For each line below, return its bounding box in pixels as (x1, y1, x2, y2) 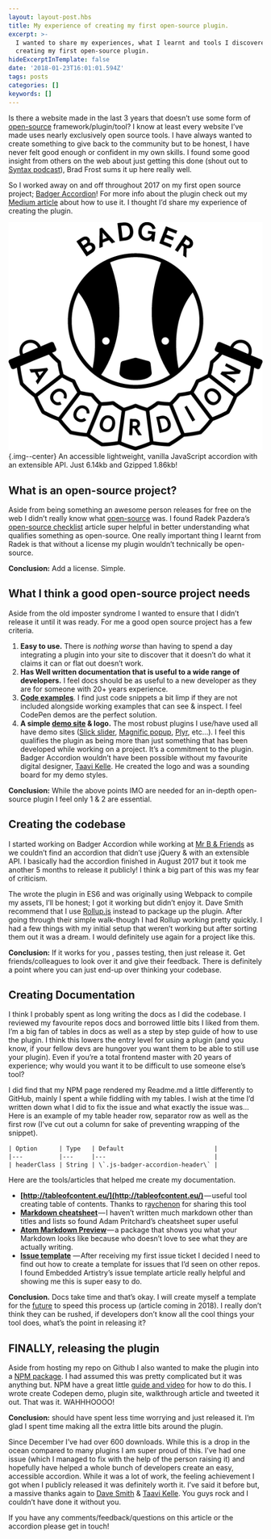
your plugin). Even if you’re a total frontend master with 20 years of (8, 1053, 231, 1062)
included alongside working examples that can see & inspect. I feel (19, 701, 242, 711)
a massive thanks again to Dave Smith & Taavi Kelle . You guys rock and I (8, 1489, 248, 1499)
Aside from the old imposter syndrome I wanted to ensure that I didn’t (8, 608, 240, 618)
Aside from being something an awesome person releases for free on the (8, 505, 252, 515)
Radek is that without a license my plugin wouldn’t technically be (8, 540, 223, 549)
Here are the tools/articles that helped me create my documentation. (8, 1175, 236, 1185)
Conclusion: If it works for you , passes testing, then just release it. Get (8, 948, 246, 957)
